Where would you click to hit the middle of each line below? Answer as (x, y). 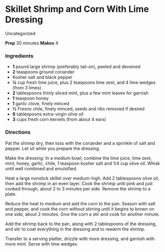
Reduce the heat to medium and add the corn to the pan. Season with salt (80, 203)
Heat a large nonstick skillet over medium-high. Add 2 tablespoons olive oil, (82, 178)
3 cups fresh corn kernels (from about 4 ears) (59, 120)
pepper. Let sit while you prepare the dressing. (53, 148)
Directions (18, 132)
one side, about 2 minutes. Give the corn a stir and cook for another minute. (82, 214)
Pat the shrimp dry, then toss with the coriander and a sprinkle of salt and (80, 143)
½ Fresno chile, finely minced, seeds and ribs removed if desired (78, 109)
